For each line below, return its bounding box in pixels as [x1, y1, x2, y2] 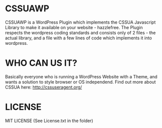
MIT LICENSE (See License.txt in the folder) [5, 118, 93, 124]
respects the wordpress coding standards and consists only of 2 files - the [5, 30, 156, 35]
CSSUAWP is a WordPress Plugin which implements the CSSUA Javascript [5, 19, 156, 25]
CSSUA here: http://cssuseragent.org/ [5, 84, 82, 90]
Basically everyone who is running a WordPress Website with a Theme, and [5, 73, 158, 79]
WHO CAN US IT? [5, 58, 78, 69]
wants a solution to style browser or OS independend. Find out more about [5, 79, 156, 85]
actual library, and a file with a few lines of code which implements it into [5, 35, 152, 41]
